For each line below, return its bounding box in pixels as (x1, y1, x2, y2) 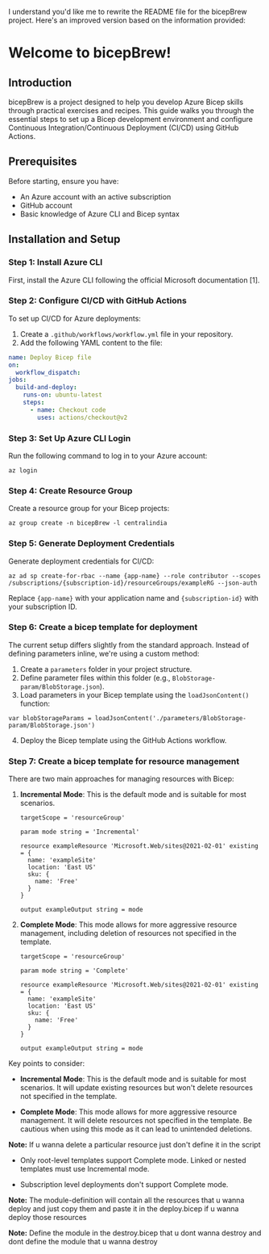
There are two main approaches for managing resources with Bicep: (8, 774, 235, 784)
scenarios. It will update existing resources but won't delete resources (19, 1083, 254, 1093)
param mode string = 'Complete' (19, 967, 129, 975)
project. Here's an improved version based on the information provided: (8, 15, 246, 25)
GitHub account (19, 200, 72, 210)
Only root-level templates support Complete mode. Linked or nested (19, 1155, 246, 1165)
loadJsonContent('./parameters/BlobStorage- (94, 714, 247, 722)
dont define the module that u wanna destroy (8, 1237, 159, 1247)
